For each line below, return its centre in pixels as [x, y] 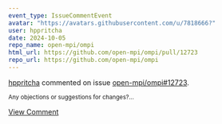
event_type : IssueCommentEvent [60, 15]
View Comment [34, 111]
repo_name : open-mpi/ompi [51, 45]
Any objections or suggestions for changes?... [71, 97]
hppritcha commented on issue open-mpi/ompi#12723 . [99, 82]
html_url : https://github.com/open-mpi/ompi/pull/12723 [103, 52]
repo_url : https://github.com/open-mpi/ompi [83, 60]
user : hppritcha [35, 30]
